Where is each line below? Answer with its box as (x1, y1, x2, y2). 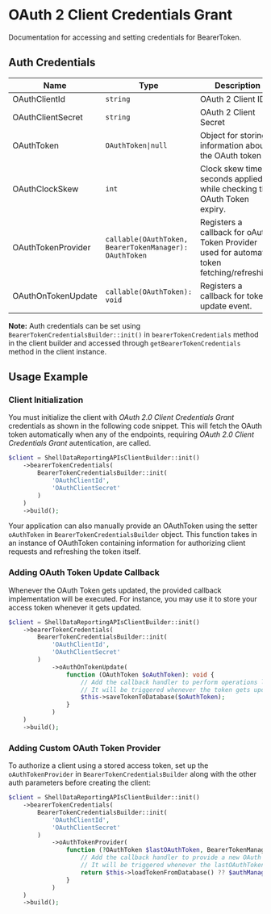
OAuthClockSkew (12, 183, 79, 195)
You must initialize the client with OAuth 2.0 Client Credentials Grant (8, 413, 235, 422)
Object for (200, 129, 239, 140)
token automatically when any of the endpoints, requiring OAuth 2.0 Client (8, 430, 254, 439)
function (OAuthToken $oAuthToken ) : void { (65, 670, 215, 679)
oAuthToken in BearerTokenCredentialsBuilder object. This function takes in (8, 530, 258, 539)
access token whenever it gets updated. (8, 602, 142, 612)
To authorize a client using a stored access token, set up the (8, 761, 209, 770)
